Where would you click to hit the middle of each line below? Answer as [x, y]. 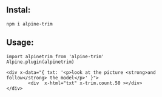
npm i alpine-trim [29, 24]
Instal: [19, 10]
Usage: [20, 43]
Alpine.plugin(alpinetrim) [40, 62]
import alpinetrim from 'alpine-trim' [55, 56]
